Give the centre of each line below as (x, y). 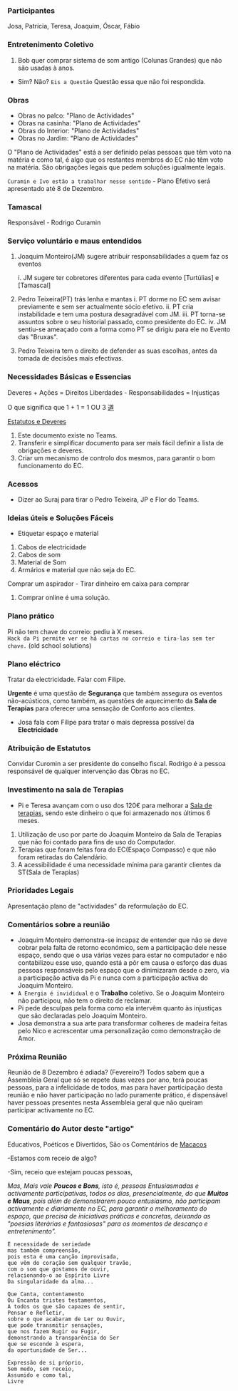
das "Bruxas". (38, 337)
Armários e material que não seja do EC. (77, 570)
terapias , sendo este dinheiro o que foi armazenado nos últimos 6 (114, 813)
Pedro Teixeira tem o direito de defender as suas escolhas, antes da (117, 351)
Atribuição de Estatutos (49, 748)
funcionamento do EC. (51, 465)
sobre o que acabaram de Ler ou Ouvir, (67, 1319)
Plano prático (31, 616)
